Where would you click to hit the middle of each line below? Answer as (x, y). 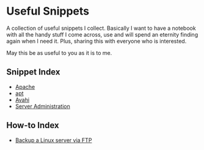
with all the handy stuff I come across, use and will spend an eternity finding (102, 34)
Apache (25, 87)
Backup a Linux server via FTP (53, 140)
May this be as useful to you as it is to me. (59, 52)
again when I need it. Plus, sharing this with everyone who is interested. (97, 41)
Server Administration (42, 106)
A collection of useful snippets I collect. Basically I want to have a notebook (101, 28)
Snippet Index (33, 72)
